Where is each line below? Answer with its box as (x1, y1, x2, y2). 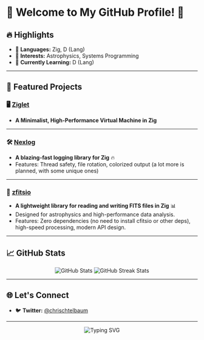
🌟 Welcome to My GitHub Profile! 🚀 (6, 5, 185, 19)
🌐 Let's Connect (6, 290, 69, 301)
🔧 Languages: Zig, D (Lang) (15, 46, 85, 53)
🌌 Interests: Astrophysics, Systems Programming (15, 52, 139, 59)
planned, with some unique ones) (15, 167, 99, 174)
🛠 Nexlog (6, 138, 36, 146)
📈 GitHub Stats (6, 248, 66, 258)
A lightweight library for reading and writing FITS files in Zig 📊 (15, 202, 176, 209)
